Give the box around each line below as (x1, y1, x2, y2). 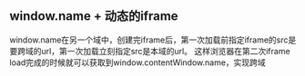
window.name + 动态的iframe (9, 8, 179, 24)
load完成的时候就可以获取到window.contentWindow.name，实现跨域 (9, 57, 266, 68)
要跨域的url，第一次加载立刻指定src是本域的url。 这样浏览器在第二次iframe (9, 45, 290, 56)
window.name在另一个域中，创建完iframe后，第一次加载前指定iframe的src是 (9, 34, 297, 45)
